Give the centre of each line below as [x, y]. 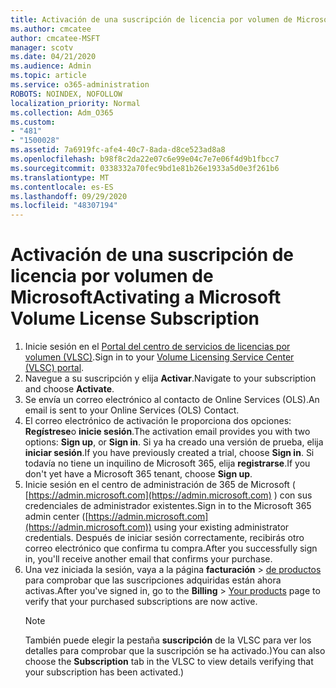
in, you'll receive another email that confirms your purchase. [148, 559]
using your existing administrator [221, 527]
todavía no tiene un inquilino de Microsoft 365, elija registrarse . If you [167, 463]
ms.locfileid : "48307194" [64, 206]
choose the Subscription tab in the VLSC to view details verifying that [169, 662]
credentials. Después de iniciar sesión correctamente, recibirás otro [164, 538]
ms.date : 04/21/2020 [53, 57]
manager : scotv [42, 47]
